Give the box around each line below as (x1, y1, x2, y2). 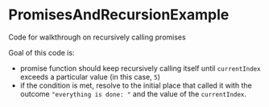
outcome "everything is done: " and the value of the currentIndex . (19, 88, 247, 98)
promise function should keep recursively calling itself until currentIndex (19, 63, 261, 73)
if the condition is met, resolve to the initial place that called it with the (19, 80, 252, 90)
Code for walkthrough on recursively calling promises (8, 32, 187, 42)
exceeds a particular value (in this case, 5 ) (19, 72, 161, 81)
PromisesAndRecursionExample (8, 6, 230, 24)
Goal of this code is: (8, 47, 75, 57)
